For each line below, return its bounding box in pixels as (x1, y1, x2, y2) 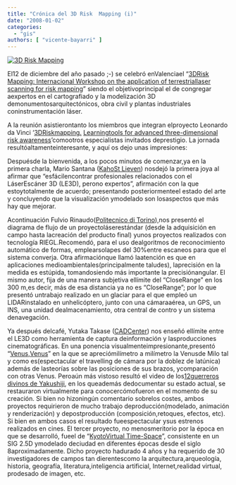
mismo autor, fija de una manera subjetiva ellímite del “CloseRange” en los (7, 276, 223, 285)
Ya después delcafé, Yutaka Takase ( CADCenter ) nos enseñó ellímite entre (7, 327, 224, 335)
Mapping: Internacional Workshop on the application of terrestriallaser (7, 77, 211, 85)
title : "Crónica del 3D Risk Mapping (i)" (7, 10, 137, 18)
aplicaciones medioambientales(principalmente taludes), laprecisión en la (7, 261, 221, 269)
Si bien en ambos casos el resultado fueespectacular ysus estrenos (7, 417, 204, 426)
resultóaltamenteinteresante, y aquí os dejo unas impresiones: (7, 143, 188, 152)
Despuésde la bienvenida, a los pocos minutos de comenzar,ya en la (7, 157, 206, 166)
